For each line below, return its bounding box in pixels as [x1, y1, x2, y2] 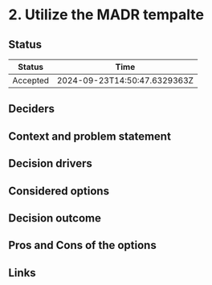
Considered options [8, 184, 110, 197]
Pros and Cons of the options [8, 238, 157, 252]
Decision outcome [8, 211, 102, 225]
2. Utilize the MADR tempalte [8, 6, 205, 24]
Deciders [8, 102, 55, 116]
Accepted [12, 75, 50, 86]
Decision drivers [8, 157, 92, 170]
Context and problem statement [8, 129, 171, 143]
